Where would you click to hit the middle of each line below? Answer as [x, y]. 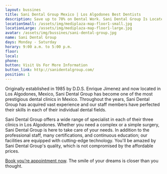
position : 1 [17, 75]
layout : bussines [23, 10]
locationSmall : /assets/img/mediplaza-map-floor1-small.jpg [69, 24]
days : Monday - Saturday [31, 42]
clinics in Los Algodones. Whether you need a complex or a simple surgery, [83, 124]
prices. [12, 151]
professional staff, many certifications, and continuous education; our [76, 135]
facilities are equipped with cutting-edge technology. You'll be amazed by [81, 140]
